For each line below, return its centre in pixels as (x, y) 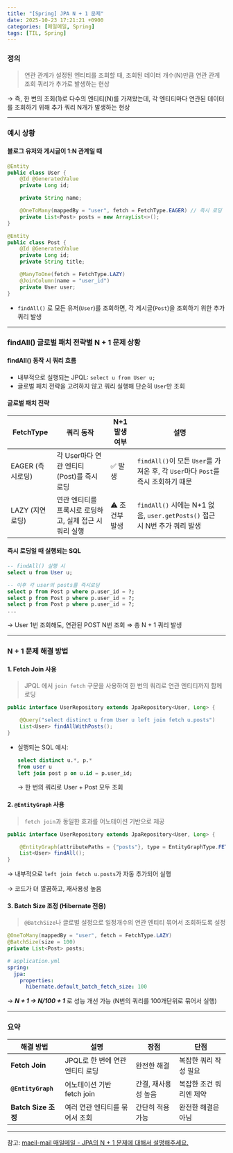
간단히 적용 (153, 1107)
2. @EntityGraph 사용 (36, 805)
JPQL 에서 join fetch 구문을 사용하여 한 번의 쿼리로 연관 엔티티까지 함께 (123, 686)
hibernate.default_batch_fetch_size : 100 (86, 987)
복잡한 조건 (196, 1084)
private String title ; (52, 262)
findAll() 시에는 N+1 (172, 505)
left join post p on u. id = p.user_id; (75, 773)
